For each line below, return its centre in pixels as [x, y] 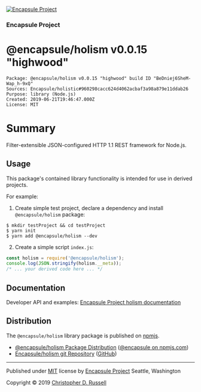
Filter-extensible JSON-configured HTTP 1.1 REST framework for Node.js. [96, 145]
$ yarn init [21, 231]
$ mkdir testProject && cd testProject [56, 225]
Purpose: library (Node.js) [41, 94]
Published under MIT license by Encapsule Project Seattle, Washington [94, 371]
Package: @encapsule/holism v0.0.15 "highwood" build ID [79, 78]
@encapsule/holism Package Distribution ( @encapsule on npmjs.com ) [102, 347]
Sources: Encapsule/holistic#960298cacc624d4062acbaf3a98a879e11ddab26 [97, 89]
